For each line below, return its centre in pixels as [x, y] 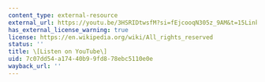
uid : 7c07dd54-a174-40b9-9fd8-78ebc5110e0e [81, 59]
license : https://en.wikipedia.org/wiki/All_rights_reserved [111, 37]
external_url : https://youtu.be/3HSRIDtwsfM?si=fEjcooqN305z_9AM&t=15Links [135, 23]
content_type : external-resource [63, 15]
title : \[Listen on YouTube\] [58, 52]
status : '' [26, 45]
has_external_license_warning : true [68, 30]
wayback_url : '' [35, 66]
